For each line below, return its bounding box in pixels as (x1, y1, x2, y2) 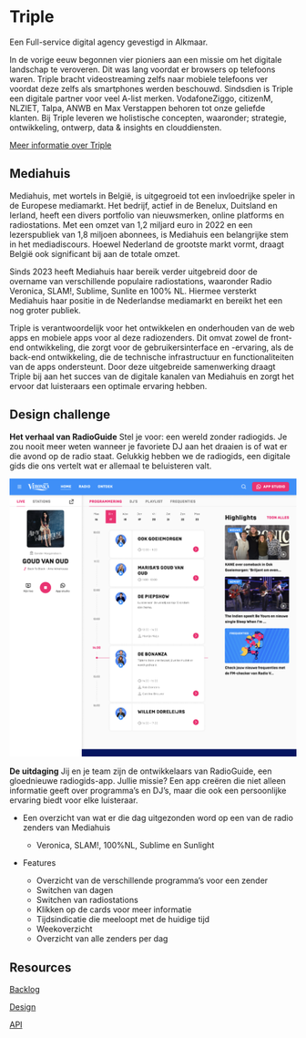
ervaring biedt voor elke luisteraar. (9, 795, 138, 806)
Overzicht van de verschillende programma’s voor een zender (36, 875, 269, 886)
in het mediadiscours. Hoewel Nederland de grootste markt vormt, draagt (9, 239, 285, 250)
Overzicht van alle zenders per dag (36, 933, 168, 944)
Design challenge (9, 407, 111, 423)
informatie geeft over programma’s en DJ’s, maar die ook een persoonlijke (9, 786, 287, 796)
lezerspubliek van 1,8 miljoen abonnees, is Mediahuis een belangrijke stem (9, 229, 289, 240)
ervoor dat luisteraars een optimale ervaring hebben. (9, 380, 208, 391)
